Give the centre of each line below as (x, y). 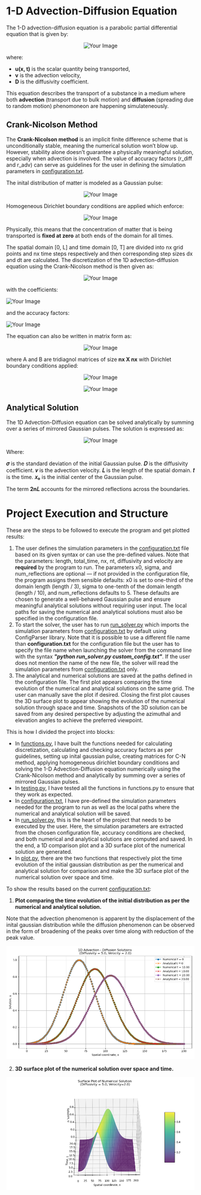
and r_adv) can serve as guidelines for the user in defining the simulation (96, 165)
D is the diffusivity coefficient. (52, 82)
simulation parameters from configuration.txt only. (77, 669)
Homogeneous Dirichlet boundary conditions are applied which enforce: (95, 206)
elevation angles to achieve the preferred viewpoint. (79, 720)
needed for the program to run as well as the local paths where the (97, 807)
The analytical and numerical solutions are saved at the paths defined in (103, 675)
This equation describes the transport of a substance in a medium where (96, 93)
